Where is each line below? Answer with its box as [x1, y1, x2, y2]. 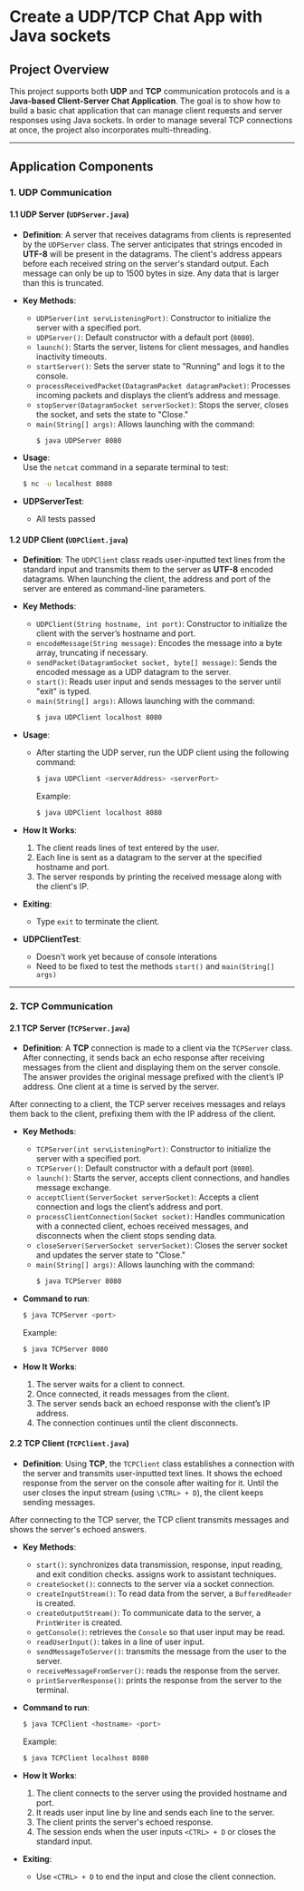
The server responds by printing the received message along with [35, 871, 282, 882]
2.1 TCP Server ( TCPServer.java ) [9, 1023, 130, 1034]
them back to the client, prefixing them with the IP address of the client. [9, 1109, 276, 1120]
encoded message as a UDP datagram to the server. [35, 667, 232, 678]
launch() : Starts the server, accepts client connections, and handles [35, 1172, 290, 1183]
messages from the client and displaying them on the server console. [22, 1062, 280, 1073]
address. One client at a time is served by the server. [22, 1082, 220, 1092]
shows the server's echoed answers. [9, 1524, 147, 1535]
